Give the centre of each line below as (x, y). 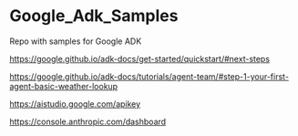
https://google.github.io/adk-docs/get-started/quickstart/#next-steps (140, 58)
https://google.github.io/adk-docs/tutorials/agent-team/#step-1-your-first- (149, 76)
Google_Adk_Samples (94, 16)
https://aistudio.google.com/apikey (75, 104)
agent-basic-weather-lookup (64, 86)
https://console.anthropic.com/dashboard (88, 121)
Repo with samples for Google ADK (76, 41)
